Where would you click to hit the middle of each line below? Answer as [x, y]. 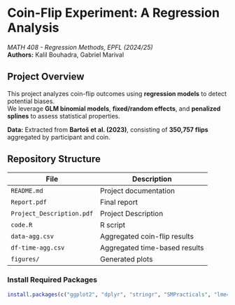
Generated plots [127, 259]
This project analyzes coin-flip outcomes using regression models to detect [117, 93]
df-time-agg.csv [38, 248]
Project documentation [137, 191]
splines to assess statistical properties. [64, 116]
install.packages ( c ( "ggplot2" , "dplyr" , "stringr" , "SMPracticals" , [109, 294]
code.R [22, 225]
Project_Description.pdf [52, 213]
